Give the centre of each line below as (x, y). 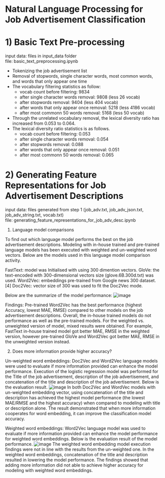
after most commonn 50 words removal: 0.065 (67, 155)
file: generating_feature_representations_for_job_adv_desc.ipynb (71, 220)
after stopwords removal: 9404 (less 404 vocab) (69, 102)
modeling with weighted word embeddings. (49, 471)
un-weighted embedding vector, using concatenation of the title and (74, 392)
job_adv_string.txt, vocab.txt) (34, 215)
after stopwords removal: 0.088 (51, 144)
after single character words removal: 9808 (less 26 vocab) (80, 97)
